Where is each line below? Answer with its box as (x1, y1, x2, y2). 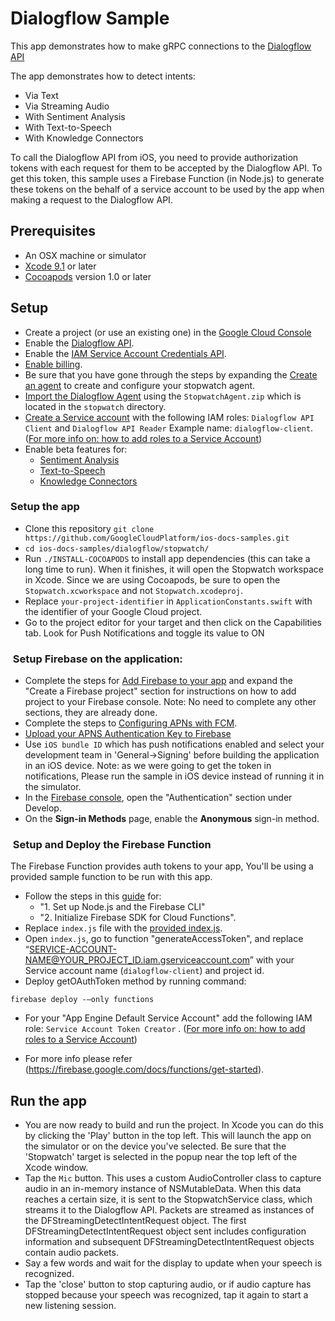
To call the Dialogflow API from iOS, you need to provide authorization (10, 151, 299, 163)
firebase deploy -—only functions (10, 995, 155, 1005)
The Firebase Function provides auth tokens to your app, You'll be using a (10, 860, 314, 872)
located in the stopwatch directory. (24, 400, 167, 412)
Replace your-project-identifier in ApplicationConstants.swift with (24, 595, 313, 607)
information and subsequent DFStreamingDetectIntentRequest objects (24, 1236, 315, 1248)
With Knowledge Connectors (24, 132, 144, 144)
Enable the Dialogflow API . (24, 337, 135, 349)
